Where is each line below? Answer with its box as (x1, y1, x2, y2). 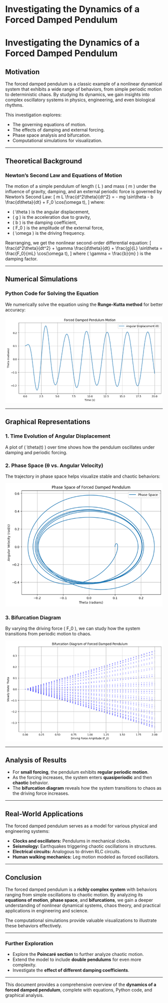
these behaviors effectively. (5, 923, 62, 929)
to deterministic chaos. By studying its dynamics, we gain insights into (5, 92, 150, 98)
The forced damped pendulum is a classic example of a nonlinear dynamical (5, 81, 162, 87)
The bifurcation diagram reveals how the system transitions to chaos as (12, 785, 161, 791)
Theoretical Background (5, 157, 82, 165)
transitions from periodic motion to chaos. (5, 630, 91, 636)
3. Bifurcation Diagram (5, 614, 61, 621)
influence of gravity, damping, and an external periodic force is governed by (5, 188, 162, 194)
